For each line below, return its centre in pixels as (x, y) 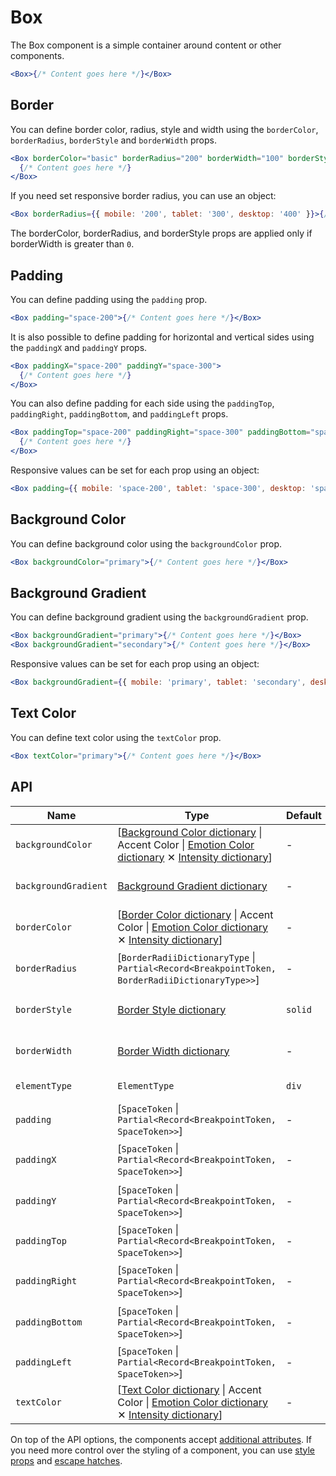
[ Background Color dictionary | (190, 832)
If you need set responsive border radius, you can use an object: (143, 196)
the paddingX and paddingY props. (79, 347)
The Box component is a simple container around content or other (146, 45)
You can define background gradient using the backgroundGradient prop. (159, 617)
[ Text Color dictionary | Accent (189, 1389)
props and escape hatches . (66, 1460)
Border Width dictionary (173, 1051)
